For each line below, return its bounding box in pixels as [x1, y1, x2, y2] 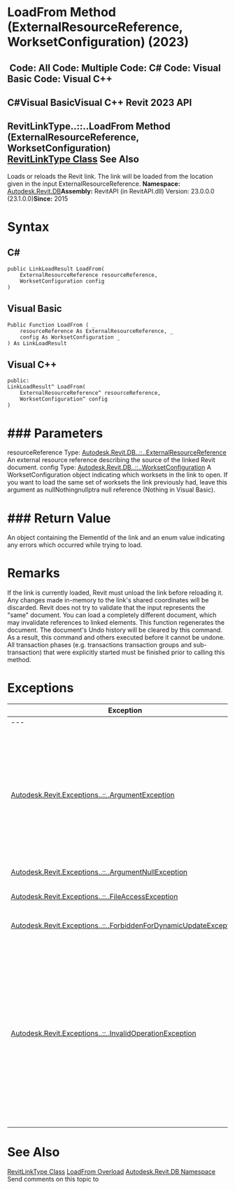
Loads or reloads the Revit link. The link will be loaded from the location [7, 172, 213, 180]
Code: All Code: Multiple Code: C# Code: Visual [9, 62, 222, 74]
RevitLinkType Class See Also [7, 154, 140, 165]
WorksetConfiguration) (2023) [7, 34, 190, 50]
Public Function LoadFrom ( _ [7, 321, 96, 328]
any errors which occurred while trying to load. [7, 541, 143, 549]
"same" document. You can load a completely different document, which [7, 611, 217, 619]
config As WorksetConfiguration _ [20, 334, 120, 341]
